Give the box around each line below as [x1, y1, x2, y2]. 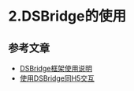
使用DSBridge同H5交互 [19, 74, 95, 83]
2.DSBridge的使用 [8, 7, 127, 25]
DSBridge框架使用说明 [19, 64, 93, 73]
